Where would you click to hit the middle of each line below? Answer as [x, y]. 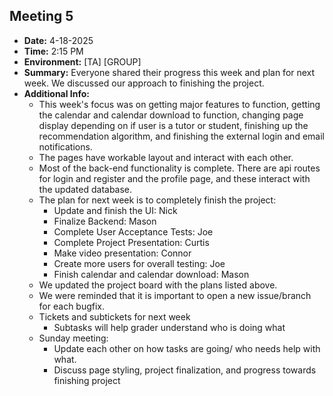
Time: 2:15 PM [53, 51]
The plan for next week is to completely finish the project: [157, 200]
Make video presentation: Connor [122, 253]
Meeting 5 [41, 16]
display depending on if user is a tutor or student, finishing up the [173, 125]
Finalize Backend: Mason [105, 221]
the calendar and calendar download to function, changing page [171, 115]
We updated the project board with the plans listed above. [158, 285]
